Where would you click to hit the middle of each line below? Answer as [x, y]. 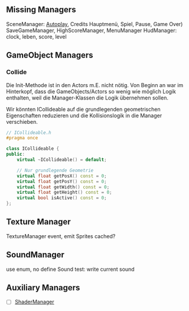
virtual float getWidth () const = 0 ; [63, 187]
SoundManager [35, 255]
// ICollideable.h [29, 133]
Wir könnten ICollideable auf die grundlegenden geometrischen [83, 109]
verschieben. [22, 121]
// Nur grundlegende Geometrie [55, 170]
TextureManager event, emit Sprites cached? [61, 236]
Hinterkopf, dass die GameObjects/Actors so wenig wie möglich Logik [91, 91]
